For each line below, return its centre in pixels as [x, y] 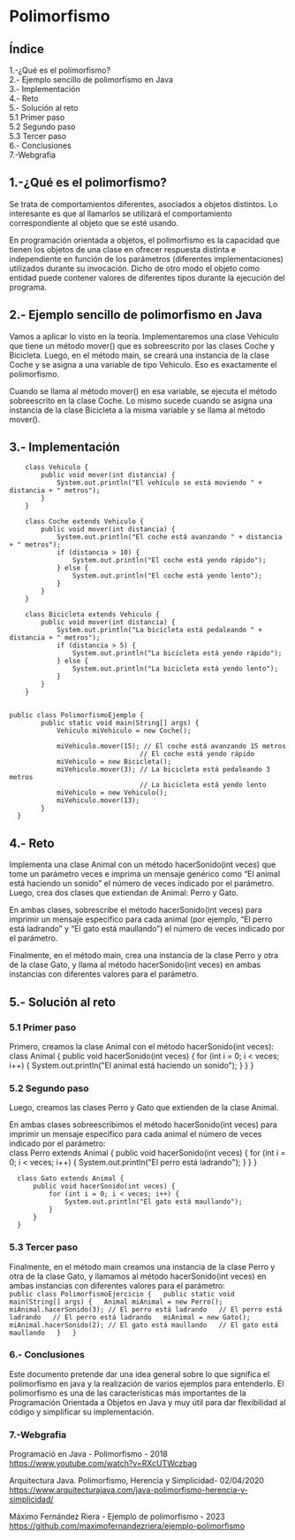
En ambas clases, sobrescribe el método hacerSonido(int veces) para [136, 910]
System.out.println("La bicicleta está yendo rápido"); [177, 654]
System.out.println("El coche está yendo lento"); [167, 576]
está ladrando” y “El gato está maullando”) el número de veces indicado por [147, 929]
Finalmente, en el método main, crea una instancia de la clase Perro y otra [144, 956]
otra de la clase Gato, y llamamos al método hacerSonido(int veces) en [138, 1276]
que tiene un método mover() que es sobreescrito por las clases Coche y [142, 345]
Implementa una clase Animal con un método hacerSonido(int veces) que [143, 864]
